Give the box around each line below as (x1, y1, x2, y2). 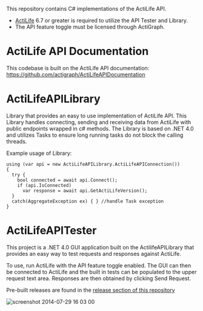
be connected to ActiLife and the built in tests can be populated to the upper (6, 268, 197, 275)
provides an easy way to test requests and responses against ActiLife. (6, 250, 182, 257)
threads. (6, 137, 27, 145)
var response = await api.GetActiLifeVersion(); (22, 188, 148, 194)
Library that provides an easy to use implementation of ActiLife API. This (6, 112, 187, 119)
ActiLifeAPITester (6, 224, 97, 238)
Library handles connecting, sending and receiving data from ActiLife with (6, 118, 191, 126)
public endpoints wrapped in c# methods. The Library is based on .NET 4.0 (6, 125, 194, 132)
